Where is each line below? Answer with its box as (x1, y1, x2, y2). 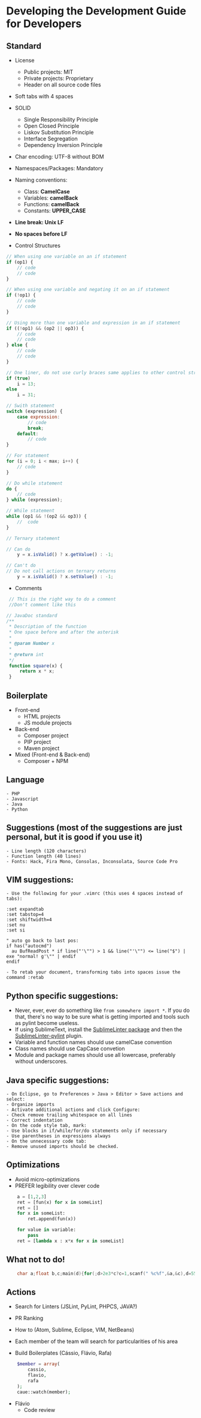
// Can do (6, 546, 31, 552)
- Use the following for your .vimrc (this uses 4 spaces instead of (6, 891, 184, 897)
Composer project (23, 732, 69, 739)
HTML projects (23, 713, 61, 720)
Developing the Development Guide (6, 4, 187, 18)
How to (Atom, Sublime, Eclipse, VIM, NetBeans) (14, 1326, 135, 1333)
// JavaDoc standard (6, 612, 58, 618)
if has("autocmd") (6, 943, 52, 949)
